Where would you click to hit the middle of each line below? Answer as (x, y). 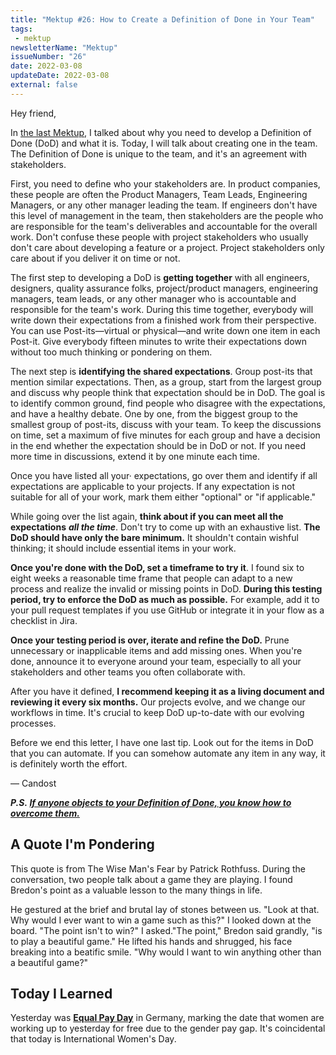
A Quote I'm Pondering (82, 844)
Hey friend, (33, 113)
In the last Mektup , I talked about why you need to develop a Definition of (161, 132)
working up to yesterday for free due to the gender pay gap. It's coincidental (168, 1028)
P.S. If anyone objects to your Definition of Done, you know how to (151, 802)
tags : (21, 29)
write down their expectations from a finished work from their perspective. (163, 320)
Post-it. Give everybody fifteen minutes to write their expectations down (159, 341)
